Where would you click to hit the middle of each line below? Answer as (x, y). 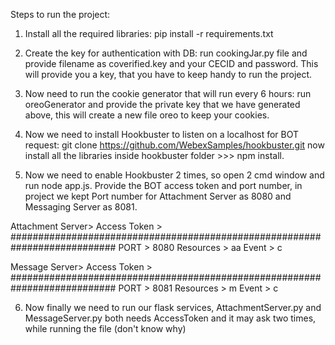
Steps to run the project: (60, 14)
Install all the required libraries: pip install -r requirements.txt (149, 33)
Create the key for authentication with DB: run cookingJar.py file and (166, 53)
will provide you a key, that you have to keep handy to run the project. (168, 74)
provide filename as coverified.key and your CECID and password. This (171, 63)
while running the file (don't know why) (105, 328)
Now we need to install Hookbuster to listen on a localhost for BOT (162, 134)
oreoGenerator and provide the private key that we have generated (162, 104)
